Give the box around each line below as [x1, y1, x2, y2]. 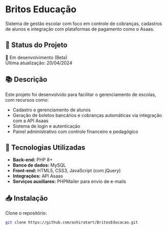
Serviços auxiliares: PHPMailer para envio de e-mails [12, 178, 127, 185]
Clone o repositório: [5, 210, 47, 216]
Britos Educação [5, 4, 77, 15]
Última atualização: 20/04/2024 [5, 60, 73, 66]
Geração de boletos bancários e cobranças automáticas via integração [12, 112, 162, 118]
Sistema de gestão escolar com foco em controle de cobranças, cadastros [5, 20, 162, 27]
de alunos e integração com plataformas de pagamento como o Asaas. [5, 26, 155, 32]
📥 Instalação [5, 194, 48, 202]
